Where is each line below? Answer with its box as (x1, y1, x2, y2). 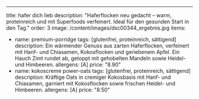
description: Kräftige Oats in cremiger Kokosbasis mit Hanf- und (14, 74, 171, 81)
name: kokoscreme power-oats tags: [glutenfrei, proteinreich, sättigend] (14, 68, 191, 74)
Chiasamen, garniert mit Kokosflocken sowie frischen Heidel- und (14, 80, 176, 87)
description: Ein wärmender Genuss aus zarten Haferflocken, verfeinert (14, 42, 190, 49)
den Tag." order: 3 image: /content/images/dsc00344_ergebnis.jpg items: (6, 24, 186, 31)
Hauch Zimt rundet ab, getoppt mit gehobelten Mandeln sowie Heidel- (14, 55, 187, 62)
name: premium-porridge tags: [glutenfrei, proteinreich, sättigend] (14, 36, 176, 43)
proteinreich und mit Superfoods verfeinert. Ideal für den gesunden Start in (6, 18, 190, 25)
